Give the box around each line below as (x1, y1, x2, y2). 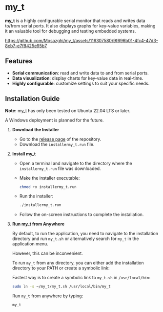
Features (5, 57, 33, 65)
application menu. (12, 241, 49, 247)
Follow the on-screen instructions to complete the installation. (19, 212, 144, 217)
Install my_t (12, 151, 36, 157)
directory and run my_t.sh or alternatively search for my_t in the (12, 236, 139, 241)
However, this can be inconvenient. (12, 250, 83, 256)
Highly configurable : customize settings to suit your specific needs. (12, 80, 150, 86)
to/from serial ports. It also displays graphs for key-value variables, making (5, 23, 156, 28)
